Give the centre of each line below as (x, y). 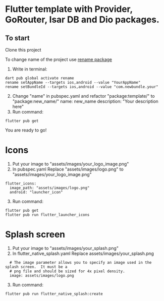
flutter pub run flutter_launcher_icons (48, 215)
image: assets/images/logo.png (42, 275)
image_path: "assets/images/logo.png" (50, 188)
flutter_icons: (21, 183)
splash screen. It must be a (36, 267)
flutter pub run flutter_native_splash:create (54, 294)
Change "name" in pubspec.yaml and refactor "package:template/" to (83, 96)
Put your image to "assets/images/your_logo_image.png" (71, 164)
